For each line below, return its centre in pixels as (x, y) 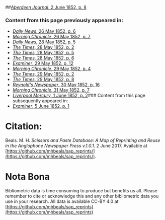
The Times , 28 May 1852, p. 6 (43, 58)
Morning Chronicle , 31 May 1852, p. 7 (51, 90)
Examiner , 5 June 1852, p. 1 (41, 106)
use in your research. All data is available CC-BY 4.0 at (62, 201)
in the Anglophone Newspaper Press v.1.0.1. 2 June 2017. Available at (76, 146)
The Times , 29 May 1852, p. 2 (43, 74)
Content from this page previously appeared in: (64, 20)
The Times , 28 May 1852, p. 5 (43, 53)
